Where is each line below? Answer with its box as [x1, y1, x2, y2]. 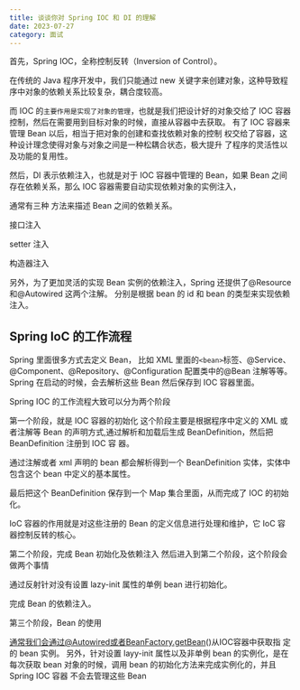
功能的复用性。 [16, 151, 73, 162]
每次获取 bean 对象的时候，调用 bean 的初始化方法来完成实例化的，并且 [9, 659, 277, 670]
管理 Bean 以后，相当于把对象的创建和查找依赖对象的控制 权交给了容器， [9, 128, 280, 139]
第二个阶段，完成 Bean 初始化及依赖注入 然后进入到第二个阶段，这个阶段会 [9, 548, 288, 560]
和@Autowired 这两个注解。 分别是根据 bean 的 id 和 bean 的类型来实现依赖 [9, 288, 291, 299]
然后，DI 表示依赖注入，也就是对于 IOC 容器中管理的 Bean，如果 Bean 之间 [9, 170, 288, 181]
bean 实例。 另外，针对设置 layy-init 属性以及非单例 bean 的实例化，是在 [19, 648, 289, 659]
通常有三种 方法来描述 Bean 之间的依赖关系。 [9, 200, 177, 211]
